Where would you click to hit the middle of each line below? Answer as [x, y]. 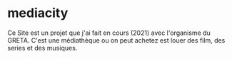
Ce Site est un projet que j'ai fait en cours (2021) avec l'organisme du [109, 33]
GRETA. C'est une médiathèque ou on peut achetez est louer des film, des [116, 40]
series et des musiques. [42, 48]
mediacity [38, 13]
